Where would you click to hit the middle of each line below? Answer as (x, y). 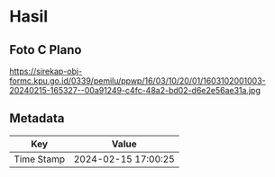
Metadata (37, 119)
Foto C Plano (46, 50)
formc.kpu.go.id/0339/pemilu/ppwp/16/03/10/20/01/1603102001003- (137, 81)
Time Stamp (40, 159)
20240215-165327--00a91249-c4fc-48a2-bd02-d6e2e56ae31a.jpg (135, 90)
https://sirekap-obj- (46, 71)
